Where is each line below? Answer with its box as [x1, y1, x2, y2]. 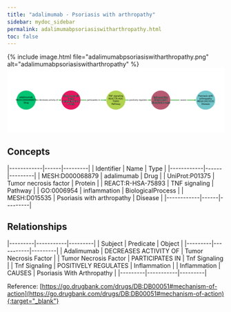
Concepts [7, 146, 50, 158]
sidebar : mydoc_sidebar [7, 18, 76, 26]
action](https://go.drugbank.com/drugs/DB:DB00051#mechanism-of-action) [7, 289, 224, 298]
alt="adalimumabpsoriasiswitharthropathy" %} [7, 60, 139, 68]
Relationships [7, 221, 68, 233]
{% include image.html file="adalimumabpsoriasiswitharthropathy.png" [7, 52, 209, 61]
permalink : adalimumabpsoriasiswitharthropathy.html [7, 26, 162, 32]
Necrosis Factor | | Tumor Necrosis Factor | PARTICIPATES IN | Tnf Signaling [7, 254, 224, 262]
